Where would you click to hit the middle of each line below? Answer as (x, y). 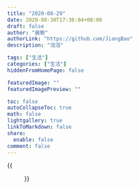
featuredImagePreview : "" (44, 89)
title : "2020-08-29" (37, 13)
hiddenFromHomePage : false (46, 70)
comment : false (29, 146)
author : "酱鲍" (28, 33)
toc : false (23, 101)
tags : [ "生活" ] (28, 58)
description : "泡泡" (35, 45)
